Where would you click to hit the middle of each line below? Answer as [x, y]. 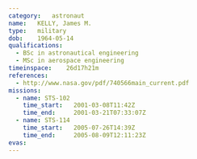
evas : [17, 143]
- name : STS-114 [43, 120]
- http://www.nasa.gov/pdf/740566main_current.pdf [103, 83]
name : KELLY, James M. [50, 23]
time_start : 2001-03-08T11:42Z [79, 105]
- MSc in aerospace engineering [70, 61]
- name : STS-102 [43, 98]
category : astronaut [46, 16]
